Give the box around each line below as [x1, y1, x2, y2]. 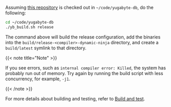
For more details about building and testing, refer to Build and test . [5, 95, 145, 102]
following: [5, 10, 26, 16]
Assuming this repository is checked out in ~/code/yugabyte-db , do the [5, 5, 154, 10]
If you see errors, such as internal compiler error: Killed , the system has [5, 64, 166, 71]
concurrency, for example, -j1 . [5, 76, 71, 82]
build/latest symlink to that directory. [5, 45, 87, 51]
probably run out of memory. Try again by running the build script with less [5, 70, 163, 76]
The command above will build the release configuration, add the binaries [5, 33, 161, 40]
